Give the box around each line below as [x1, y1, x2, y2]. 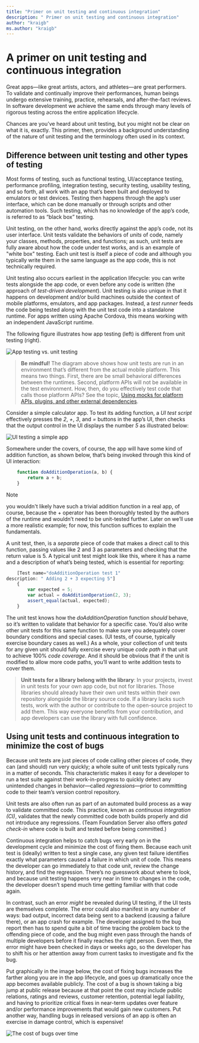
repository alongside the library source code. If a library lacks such [20, 695, 185, 702]
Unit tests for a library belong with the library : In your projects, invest [20, 676, 193, 683]
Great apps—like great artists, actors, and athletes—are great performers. [6, 83, 187, 91]
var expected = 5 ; [27, 586, 73, 593]
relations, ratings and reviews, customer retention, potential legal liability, [6, 993, 185, 1000]
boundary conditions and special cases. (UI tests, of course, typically [6, 633, 176, 640]
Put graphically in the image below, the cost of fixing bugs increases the [6, 967, 183, 974]
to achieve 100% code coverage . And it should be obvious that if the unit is [6, 652, 190, 659]
